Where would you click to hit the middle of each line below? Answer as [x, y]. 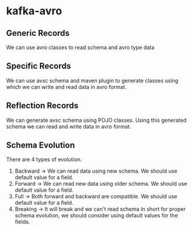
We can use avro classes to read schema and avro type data [80, 47]
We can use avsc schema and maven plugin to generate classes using [92, 80]
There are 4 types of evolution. [44, 160]
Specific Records [39, 66]
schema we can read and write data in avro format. [69, 126]
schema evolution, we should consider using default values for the [96, 216]
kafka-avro [34, 11]
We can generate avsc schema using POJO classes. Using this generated [96, 120]
